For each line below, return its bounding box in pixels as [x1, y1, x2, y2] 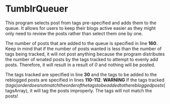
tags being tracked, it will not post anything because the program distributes [5, 51, 165, 57]
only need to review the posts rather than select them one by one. [5, 30, 143, 36]
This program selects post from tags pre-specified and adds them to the [5, 20, 156, 26]
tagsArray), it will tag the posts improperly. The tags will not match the [5, 87, 152, 93]
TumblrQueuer [5, 3, 69, 15]
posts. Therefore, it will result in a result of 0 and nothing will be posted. [5, 62, 156, 68]
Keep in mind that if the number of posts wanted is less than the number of [5, 45, 162, 51]
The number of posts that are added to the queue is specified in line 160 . [5, 40, 158, 46]
